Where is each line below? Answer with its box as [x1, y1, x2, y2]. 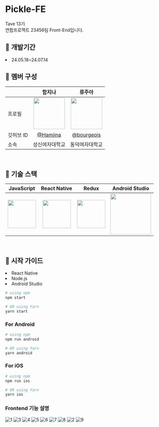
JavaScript [9, 185, 35, 192]
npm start [5, 295, 26, 300]
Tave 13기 [5, 21, 25, 27]
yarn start [5, 309, 28, 314]
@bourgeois [72, 131, 101, 138]
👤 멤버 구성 [5, 73, 38, 81]
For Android [5, 321, 35, 328]
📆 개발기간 [5, 43, 36, 52]
